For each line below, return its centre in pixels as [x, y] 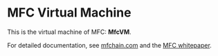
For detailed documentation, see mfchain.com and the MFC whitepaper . [110, 45]
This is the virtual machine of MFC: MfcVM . [69, 32]
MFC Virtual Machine [69, 13]
